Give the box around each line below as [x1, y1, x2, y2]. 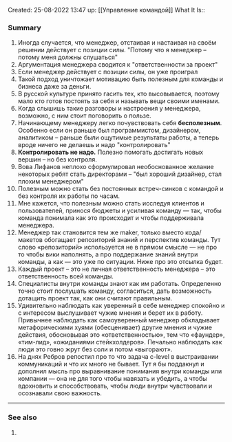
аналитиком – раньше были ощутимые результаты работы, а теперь [17, 133, 220, 142]
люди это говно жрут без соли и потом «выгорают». [17, 345, 173, 353]
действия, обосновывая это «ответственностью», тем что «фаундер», [17, 331, 225, 339]
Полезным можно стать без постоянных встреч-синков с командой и [17, 185, 224, 193]
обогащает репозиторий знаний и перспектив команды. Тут [44, 236, 221, 244]
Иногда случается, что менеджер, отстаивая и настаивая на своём [17, 38, 216, 47]
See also [8, 412, 37, 422]
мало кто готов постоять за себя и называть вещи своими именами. [17, 97, 220, 105]
